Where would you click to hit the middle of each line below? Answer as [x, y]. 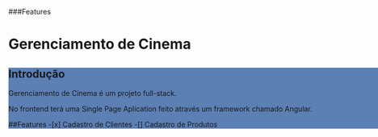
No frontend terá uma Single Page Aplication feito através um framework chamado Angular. [160, 109]
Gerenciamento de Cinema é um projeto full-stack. [92, 93]
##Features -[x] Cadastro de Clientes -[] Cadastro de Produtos [113, 125]
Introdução [37, 74]
